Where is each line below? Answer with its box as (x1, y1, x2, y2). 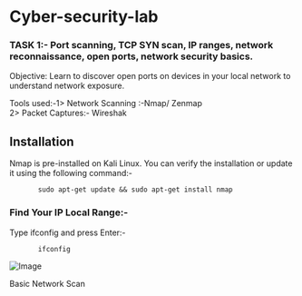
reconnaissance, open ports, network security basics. (9, 50, 254, 63)
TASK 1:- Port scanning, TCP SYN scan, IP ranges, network (9, 39, 274, 52)
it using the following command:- (9, 168, 133, 179)
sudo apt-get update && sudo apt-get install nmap (37, 185, 233, 194)
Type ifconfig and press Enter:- (9, 227, 126, 238)
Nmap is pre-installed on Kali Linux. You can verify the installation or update (9, 158, 293, 169)
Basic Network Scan (9, 278, 86, 289)
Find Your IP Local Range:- (9, 206, 129, 219)
